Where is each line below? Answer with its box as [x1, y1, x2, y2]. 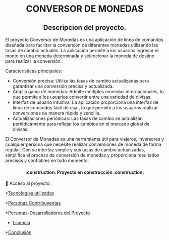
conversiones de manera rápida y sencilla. [12, 110, 101, 116]
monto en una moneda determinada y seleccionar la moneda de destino [5, 53, 155, 59]
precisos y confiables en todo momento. [5, 157, 89, 164]
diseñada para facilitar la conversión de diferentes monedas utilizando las [5, 42, 158, 48]
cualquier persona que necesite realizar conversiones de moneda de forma [5, 141, 161, 147]
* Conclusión [5, 229, 32, 235]
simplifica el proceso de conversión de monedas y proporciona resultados [5, 152, 160, 158]
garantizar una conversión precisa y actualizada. [12, 83, 114, 89]
